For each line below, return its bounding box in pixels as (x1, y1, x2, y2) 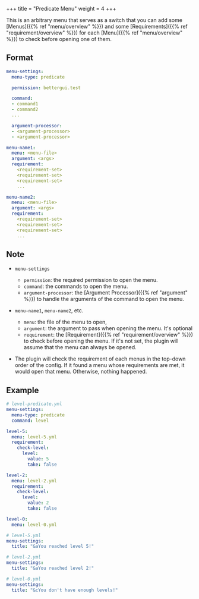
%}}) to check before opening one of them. (6, 36, 112, 42)
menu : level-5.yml (11, 434, 58, 440)
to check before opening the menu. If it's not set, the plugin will (23, 337, 179, 344)
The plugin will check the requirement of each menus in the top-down (14, 355, 186, 362)
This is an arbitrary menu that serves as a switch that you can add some (6, 17, 183, 23)
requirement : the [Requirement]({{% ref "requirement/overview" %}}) (23, 331, 193, 338)
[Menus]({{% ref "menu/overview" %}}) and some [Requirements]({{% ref (6, 23, 188, 30)
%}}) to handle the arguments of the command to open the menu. (23, 296, 184, 303)
